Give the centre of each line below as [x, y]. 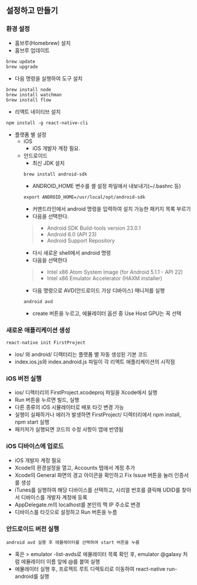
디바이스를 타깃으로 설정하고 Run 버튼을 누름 [66, 512]
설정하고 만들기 [32, 11]
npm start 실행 [32, 422]
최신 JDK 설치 [48, 163]
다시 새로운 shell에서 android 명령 [71, 252]
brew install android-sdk [55, 174]
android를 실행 [32, 576]
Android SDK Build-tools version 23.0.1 [94, 228]
